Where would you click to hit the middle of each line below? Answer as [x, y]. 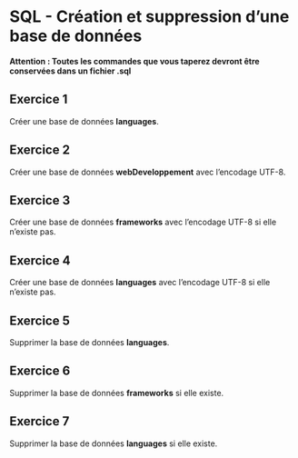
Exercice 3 [40, 200]
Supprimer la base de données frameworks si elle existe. [117, 393]
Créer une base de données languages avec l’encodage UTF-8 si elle [140, 283]
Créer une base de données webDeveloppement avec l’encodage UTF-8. [148, 172]
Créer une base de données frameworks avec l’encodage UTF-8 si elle [143, 222]
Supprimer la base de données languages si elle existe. [114, 443]
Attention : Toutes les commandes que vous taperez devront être [135, 61]
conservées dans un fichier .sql [70, 71]
